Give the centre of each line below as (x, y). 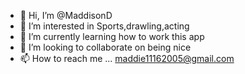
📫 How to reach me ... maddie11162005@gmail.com (127, 58)
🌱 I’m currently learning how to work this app (112, 36)
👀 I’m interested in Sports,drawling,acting (104, 26)
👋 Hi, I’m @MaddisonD (66, 15)
